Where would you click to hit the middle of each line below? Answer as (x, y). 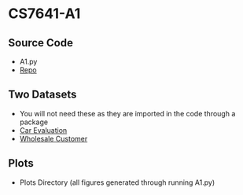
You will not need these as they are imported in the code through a (127, 113)
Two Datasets (42, 95)
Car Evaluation (43, 130)
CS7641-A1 (44, 14)
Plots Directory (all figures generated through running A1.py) (117, 182)
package (34, 122)
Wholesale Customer (53, 138)
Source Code (40, 43)
